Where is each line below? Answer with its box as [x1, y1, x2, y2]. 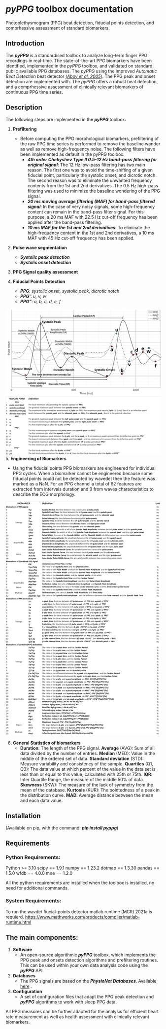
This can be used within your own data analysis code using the [20, 962, 148, 968]
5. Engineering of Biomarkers [5, 456, 67, 462]
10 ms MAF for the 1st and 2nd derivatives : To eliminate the [27, 224, 150, 230]
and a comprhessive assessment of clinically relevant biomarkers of [5, 84, 144, 90]
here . [20, 983, 33, 989]
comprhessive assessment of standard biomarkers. [5, 25, 110, 31]
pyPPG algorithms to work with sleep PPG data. [20, 999, 117, 1005]
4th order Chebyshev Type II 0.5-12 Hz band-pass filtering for [27, 156, 157, 162]
